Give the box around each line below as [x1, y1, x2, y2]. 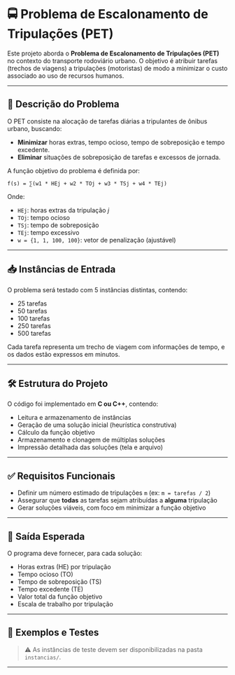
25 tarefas [17, 299, 48, 308]
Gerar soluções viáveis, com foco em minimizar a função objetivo [17, 503, 206, 512]
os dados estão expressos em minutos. [7, 350, 120, 358]
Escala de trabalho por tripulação [17, 600, 113, 608]
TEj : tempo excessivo [17, 228, 80, 236]
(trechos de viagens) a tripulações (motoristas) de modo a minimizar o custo [7, 64, 228, 72]
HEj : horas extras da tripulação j [17, 205, 110, 214]
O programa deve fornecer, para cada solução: [7, 549, 143, 557]
